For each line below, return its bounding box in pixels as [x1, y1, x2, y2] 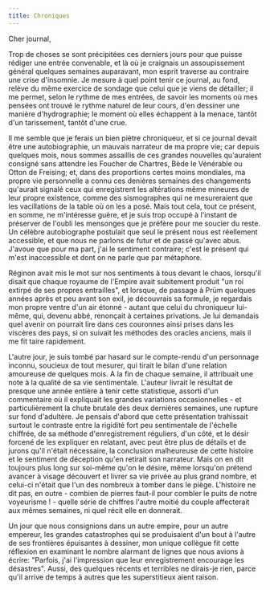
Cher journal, [8, 34, 51, 43]
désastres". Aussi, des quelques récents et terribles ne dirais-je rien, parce [8, 564, 256, 573]
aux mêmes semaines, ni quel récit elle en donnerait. [8, 505, 183, 515]
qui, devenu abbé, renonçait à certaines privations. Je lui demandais [32, 311, 260, 320]
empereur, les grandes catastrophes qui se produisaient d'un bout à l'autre [8, 529, 256, 539]
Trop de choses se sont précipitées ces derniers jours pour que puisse [8, 49, 243, 59]
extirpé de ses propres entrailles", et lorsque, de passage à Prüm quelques [8, 285, 256, 295]
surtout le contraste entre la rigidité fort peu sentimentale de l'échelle [8, 420, 238, 429]
